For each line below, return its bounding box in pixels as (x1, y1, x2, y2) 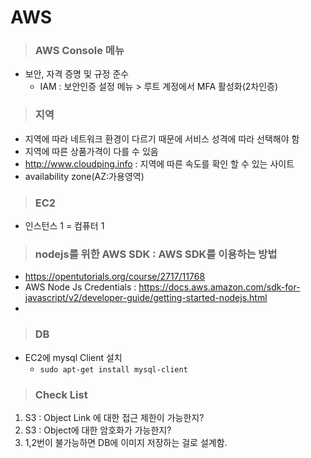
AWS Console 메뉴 (34, 44, 125, 58)
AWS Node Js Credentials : (24, 281, 137, 293)
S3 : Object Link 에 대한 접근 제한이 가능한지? (24, 411, 205, 423)
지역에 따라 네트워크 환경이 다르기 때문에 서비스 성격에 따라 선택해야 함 (24, 132, 300, 145)
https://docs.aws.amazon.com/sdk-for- (138, 281, 301, 293)
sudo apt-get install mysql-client (39, 364, 188, 375)
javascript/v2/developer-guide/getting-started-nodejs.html (24, 292, 268, 304)
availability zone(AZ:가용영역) (24, 170, 145, 182)
